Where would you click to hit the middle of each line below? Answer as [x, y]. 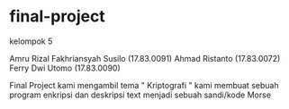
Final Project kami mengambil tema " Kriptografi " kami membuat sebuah [144, 85]
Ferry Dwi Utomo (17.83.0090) [65, 68]
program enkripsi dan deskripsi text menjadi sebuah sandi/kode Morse [140, 95]
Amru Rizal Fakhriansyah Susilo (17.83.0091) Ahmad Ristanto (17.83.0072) [145, 58]
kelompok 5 [31, 41]
